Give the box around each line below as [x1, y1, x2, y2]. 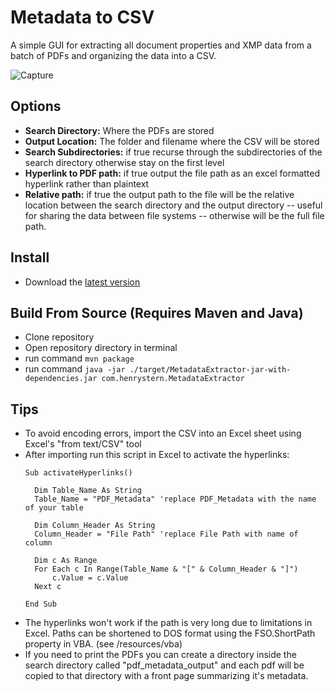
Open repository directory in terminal [24, 342, 178, 354]
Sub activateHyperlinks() [24, 468, 133, 478]
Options [10, 98, 62, 115]
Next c [34, 582, 62, 592]
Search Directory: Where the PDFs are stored [24, 124, 215, 136]
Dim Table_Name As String [34, 486, 142, 496]
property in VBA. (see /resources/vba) [24, 638, 183, 650]
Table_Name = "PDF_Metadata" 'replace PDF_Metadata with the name [34, 494, 317, 505]
